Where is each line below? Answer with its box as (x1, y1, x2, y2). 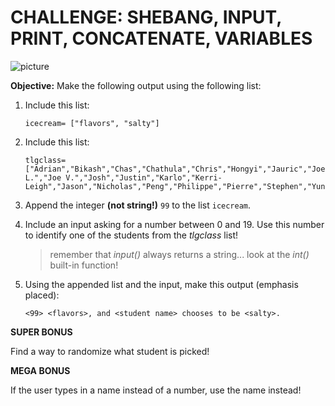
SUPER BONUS (10, 326, 73, 338)
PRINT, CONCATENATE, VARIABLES (10, 27, 313, 50)
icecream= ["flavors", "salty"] (24, 118, 160, 128)
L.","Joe (24, 172, 62, 183)
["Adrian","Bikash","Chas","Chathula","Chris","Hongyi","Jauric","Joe (24, 164, 326, 174)
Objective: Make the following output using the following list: (10, 79, 262, 91)
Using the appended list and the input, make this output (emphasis (24, 278, 299, 290)
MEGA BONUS (10, 364, 71, 376)
